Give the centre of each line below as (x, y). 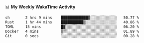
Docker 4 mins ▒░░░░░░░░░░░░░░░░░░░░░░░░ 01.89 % (72, 31)
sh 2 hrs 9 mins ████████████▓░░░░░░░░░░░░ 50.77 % (72, 18)
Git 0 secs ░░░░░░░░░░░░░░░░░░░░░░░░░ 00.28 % (72, 36)
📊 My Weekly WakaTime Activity (40, 7)
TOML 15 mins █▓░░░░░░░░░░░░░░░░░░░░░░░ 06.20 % (72, 27)
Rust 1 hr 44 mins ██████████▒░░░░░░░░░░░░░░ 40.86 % (72, 22)
